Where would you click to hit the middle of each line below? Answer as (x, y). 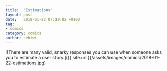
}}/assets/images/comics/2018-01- (124, 57)
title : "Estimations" (29, 10)
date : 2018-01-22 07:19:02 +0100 (43, 19)
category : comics (23, 33)
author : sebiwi (21, 38)
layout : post (19, 15)
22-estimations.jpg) (26, 63)
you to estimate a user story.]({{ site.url (46, 57)
